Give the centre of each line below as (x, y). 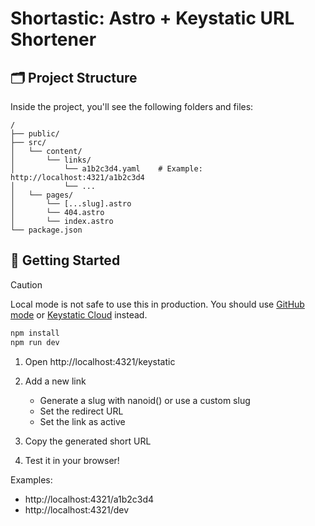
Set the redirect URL (81, 411)
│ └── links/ (51, 160)
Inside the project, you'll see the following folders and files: (132, 106)
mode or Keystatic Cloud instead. (79, 314)
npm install (35, 333)
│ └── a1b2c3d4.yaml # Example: (106, 169)
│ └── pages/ (42, 195)
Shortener (53, 39)
